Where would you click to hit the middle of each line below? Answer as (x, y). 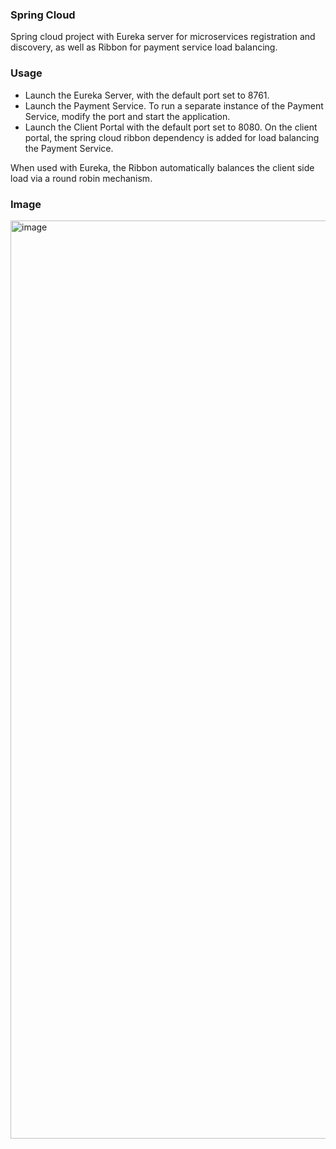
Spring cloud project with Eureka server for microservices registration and (163, 37)
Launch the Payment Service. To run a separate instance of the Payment (174, 105)
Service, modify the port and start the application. (127, 116)
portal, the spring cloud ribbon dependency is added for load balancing (172, 137)
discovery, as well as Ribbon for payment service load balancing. (144, 47)
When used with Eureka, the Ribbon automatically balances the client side (162, 167)
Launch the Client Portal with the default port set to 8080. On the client (171, 127)
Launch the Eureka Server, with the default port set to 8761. (147, 95)
